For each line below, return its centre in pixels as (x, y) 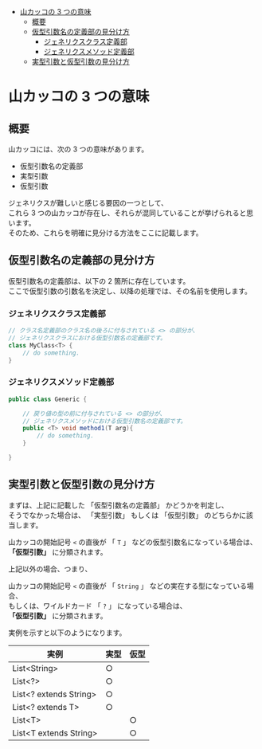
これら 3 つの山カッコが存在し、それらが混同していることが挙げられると (127, 213)
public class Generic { (48, 399)
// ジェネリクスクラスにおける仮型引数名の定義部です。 (87, 338)
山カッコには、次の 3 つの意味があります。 (78, 149)
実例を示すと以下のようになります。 (67, 633)
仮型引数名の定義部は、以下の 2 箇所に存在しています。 (99, 280)
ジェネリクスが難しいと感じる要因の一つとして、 (88, 203)
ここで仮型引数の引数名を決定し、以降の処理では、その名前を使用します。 (130, 291)
